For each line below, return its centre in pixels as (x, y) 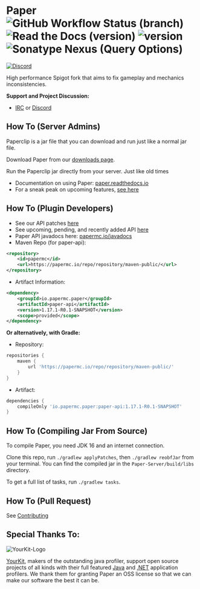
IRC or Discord (33, 107)
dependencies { (25, 401)
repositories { (25, 356)
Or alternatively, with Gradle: (43, 333)
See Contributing (27, 515)
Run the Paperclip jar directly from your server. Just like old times (88, 171)
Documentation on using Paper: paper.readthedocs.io (82, 183)
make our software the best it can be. (53, 580)
